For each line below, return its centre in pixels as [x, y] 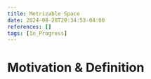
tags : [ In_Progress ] [38, 33]
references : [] [29, 27]
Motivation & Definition [76, 68]
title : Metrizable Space [44, 14]
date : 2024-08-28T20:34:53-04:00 [56, 20]
